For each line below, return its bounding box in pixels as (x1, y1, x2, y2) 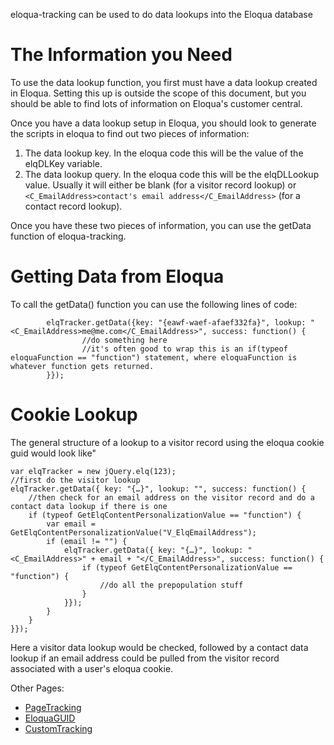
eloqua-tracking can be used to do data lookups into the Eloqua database (10, 9, 313, 20)
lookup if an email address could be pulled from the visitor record (10, 652, 280, 664)
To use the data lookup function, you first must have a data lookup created (10, 76, 318, 88)
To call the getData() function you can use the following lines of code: (10, 298, 298, 310)
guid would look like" (10, 447, 97, 459)
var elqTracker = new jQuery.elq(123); (10, 466, 177, 476)
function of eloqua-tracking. (10, 230, 127, 242)
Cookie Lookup (10, 404, 138, 426)
